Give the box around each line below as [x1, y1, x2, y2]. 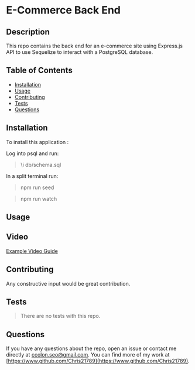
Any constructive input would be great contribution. [6, 280, 131, 287]
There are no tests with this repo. [20, 313, 101, 320]
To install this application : [6, 138, 69, 145]
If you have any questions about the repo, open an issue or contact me [6, 345, 177, 352]
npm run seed [20, 184, 54, 191]
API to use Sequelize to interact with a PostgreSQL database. [6, 49, 153, 56]
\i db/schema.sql [20, 161, 61, 168]
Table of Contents [6, 66, 73, 76]
